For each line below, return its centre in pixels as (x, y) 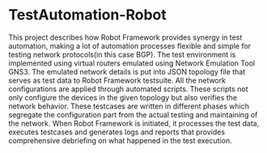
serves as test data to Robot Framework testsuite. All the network (117, 80)
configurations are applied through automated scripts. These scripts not (128, 89)
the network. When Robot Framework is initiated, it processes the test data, (134, 123)
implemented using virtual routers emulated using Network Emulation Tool (132, 63)
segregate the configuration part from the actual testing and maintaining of (133, 114)
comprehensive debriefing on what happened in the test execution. (120, 140)
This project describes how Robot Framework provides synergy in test (125, 37)
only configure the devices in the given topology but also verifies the (123, 97)
